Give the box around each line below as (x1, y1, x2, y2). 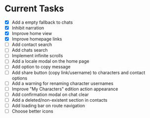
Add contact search (11, 41, 52, 47)
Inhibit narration (11, 25, 44, 31)
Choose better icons (11, 108, 54, 114)
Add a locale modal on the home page (11, 58, 89, 64)
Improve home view (11, 31, 52, 37)
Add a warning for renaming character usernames (11, 80, 114, 86)
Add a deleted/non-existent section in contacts (11, 97, 108, 103)
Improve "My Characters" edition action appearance (11, 86, 118, 92)
